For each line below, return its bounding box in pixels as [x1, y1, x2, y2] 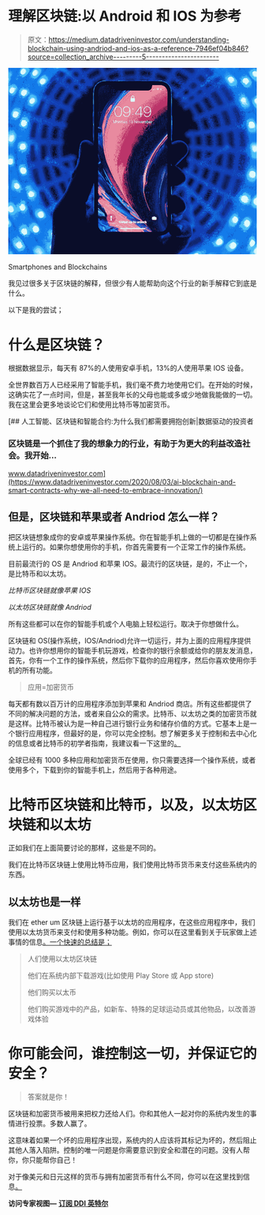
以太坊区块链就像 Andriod [8, 603, 92, 612]
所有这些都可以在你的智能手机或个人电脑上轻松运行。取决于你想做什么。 [8, 619, 243, 629]
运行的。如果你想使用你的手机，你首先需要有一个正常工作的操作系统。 [21, 542, 250, 552]
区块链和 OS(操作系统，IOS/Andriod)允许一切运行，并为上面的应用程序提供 [8, 636, 252, 645]
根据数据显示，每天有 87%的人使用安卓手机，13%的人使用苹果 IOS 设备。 [8, 364, 248, 373]
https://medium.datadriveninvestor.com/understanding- [48, 35, 230, 44]
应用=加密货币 [27, 682, 75, 692]
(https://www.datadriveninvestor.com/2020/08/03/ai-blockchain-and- [8, 477, 237, 486]
